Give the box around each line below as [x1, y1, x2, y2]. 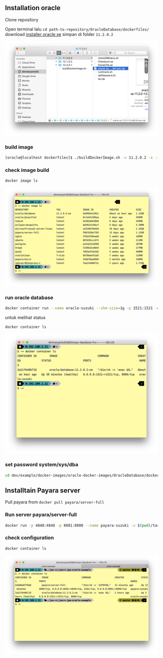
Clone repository [5, 17, 39, 22]
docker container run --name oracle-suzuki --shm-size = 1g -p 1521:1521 [5, 306, 153, 311]
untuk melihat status [5, 315, 46, 321]
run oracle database [5, 294, 53, 301]
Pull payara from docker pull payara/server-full [5, 499, 104, 505]
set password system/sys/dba [5, 461, 79, 468]
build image [5, 143, 33, 150]
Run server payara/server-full [5, 511, 77, 518]
